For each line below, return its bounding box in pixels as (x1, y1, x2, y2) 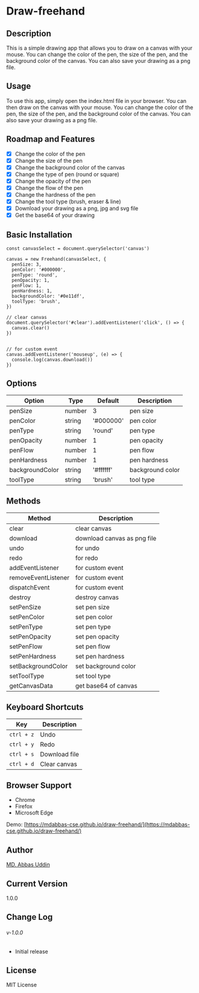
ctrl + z (9, 731, 34, 738)
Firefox (14, 803, 33, 810)
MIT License (6, 982, 37, 989)
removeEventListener (9, 573, 70, 582)
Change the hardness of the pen (14, 191, 96, 198)
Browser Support (6, 780, 72, 790)
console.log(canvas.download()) (11, 357, 93, 363)
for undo (75, 543, 99, 552)
